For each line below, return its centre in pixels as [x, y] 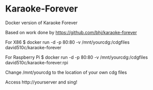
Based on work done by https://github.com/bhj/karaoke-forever [71, 32]
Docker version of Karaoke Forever [42, 23]
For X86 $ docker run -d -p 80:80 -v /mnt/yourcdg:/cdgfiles [67, 42]
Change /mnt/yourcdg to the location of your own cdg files [66, 72]
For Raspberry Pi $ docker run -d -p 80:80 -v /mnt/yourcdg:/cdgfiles [76, 57]
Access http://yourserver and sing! [41, 82]
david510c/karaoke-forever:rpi [37, 62]
